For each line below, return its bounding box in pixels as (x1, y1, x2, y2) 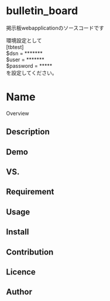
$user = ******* (6, 56, 45, 63)
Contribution (6, 247, 54, 257)
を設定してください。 (6, 69, 57, 76)
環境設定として (6, 37, 42, 44)
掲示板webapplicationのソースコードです (6, 24, 104, 31)
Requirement (6, 187, 54, 197)
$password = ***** (6, 62, 53, 69)
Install (6, 227, 29, 237)
